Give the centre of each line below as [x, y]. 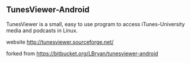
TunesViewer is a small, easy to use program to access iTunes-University [95, 24]
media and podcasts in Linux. [42, 30]
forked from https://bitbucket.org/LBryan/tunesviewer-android [82, 53]
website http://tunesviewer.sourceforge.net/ [60, 42]
